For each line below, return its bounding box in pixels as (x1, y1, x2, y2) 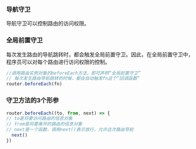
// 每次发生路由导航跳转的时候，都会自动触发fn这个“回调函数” (6, 75, 140, 81)
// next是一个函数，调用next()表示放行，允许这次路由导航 (6, 126, 134, 133)
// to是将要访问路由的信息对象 (6, 116, 73, 122)
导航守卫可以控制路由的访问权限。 (6, 20, 90, 27)
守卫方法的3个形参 (6, 96, 59, 104)
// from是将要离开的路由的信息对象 (6, 121, 83, 127)
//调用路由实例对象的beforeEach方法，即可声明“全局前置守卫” (6, 70, 141, 76)
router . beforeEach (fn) (6, 81, 62, 87)
